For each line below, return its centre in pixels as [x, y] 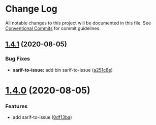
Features [17, 106]
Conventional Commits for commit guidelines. [53, 28]
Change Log [31, 9]
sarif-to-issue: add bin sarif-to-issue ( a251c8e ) [63, 70]
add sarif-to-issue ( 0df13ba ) [42, 117]
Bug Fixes [18, 59]
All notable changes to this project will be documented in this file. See [78, 23]
